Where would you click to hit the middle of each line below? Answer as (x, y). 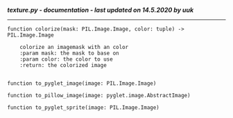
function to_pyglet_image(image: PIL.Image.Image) (82, 83)
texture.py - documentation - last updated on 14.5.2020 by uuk (101, 10)
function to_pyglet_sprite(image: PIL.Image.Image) (83, 108)
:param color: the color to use (66, 59)
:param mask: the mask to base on (69, 53)
